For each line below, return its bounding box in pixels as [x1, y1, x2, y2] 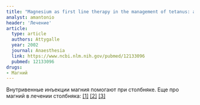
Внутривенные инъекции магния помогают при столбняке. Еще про [6, 86, 179, 93]
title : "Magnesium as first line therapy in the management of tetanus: [6, 8, 190, 15]
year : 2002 [11, 42, 39, 48]
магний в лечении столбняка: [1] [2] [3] [6, 92, 106, 100]
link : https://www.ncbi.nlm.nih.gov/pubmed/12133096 [11, 53, 145, 59]
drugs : [6, 64, 23, 70]
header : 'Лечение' [6, 20, 52, 26]
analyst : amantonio [6, 14, 55, 20]
